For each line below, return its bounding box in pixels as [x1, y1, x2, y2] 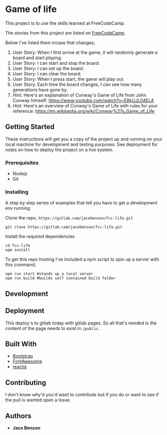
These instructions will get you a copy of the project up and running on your [5, 136, 162, 142]
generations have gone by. [12, 86, 68, 92]
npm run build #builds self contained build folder [5, 276, 116, 281]
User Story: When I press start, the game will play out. [12, 76, 125, 82]
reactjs [12, 364, 27, 370]
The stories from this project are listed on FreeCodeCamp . [5, 30, 126, 36]
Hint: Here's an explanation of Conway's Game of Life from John [12, 92, 147, 98]
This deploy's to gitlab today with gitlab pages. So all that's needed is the [5, 320, 157, 326]
